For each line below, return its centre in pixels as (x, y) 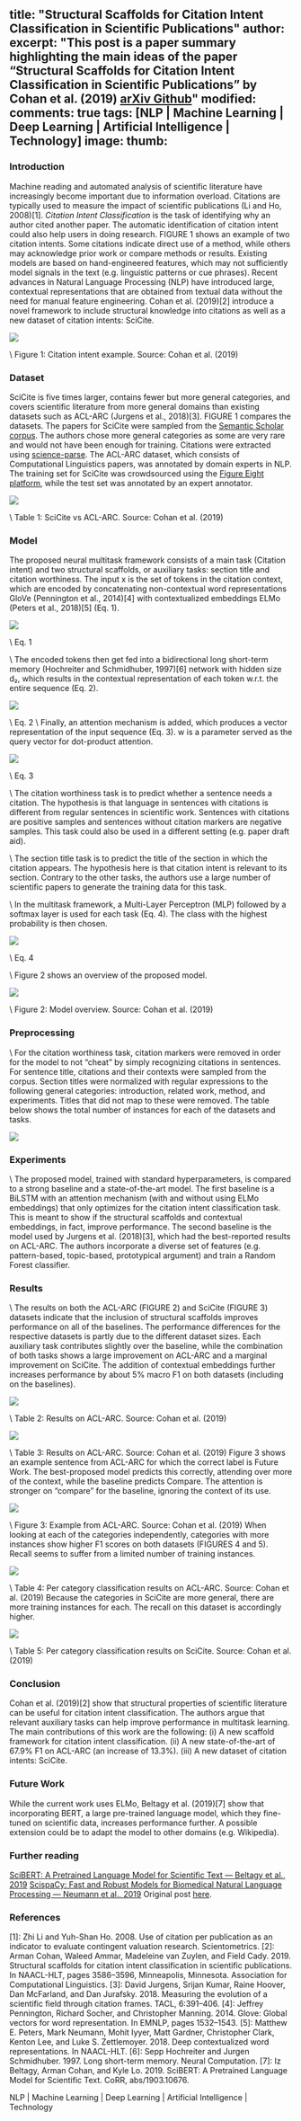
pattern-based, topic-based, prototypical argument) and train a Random (142, 1255)
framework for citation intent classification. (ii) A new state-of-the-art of (142, 1742)
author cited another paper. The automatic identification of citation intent (144, 225)
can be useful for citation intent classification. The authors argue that (137, 1713)
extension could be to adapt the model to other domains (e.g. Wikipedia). (145, 1832)
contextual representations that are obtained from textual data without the (146, 291)
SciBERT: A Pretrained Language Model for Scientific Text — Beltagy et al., (147, 1875)
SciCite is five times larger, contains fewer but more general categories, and (150, 397)
